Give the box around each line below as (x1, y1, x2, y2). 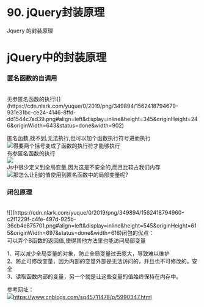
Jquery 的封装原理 (7, 27, 54, 34)
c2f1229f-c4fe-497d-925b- (7, 215, 77, 223)
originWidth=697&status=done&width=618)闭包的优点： (13, 229, 155, 236)
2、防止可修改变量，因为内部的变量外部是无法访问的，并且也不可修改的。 (7, 257, 192, 265)
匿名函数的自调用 (7, 74, 57, 83)
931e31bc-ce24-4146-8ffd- (7, 109, 76, 116)
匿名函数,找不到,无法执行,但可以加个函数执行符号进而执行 (7, 135, 151, 142)
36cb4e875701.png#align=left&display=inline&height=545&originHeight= (7, 221, 191, 229)
